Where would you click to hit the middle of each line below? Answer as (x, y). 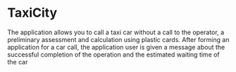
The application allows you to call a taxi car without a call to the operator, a (116, 32)
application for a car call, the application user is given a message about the (116, 47)
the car (18, 62)
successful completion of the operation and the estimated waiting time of (113, 55)
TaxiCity (32, 13)
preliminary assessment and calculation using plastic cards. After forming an (118, 39)
